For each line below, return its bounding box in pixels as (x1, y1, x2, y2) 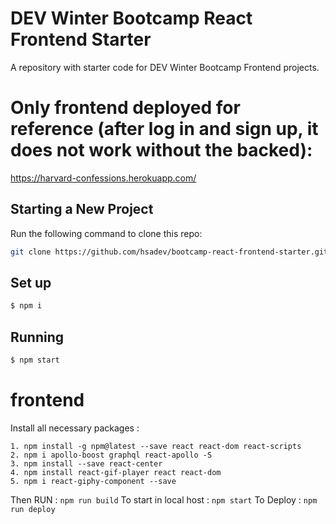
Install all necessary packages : (10, 422, 140, 434)
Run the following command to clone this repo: (10, 227, 203, 239)
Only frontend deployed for (10, 97, 241, 119)
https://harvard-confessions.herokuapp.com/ (10, 172, 197, 184)
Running (10, 328, 65, 346)
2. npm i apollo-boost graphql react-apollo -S (10, 450, 213, 460)
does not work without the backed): (10, 139, 313, 162)
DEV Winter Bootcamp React (10, 7, 253, 30)
